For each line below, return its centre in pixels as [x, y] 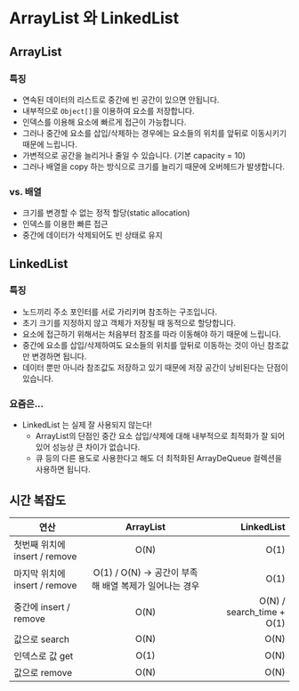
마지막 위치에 [40, 573]
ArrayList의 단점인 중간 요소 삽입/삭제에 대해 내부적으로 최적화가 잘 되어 [160, 436]
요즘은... [27, 403]
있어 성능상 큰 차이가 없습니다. [88, 447]
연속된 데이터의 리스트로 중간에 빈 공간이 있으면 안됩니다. [121, 100]
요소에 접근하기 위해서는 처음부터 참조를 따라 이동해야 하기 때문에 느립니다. [152, 334]
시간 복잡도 [38, 500]
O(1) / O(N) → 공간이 [136, 573]
